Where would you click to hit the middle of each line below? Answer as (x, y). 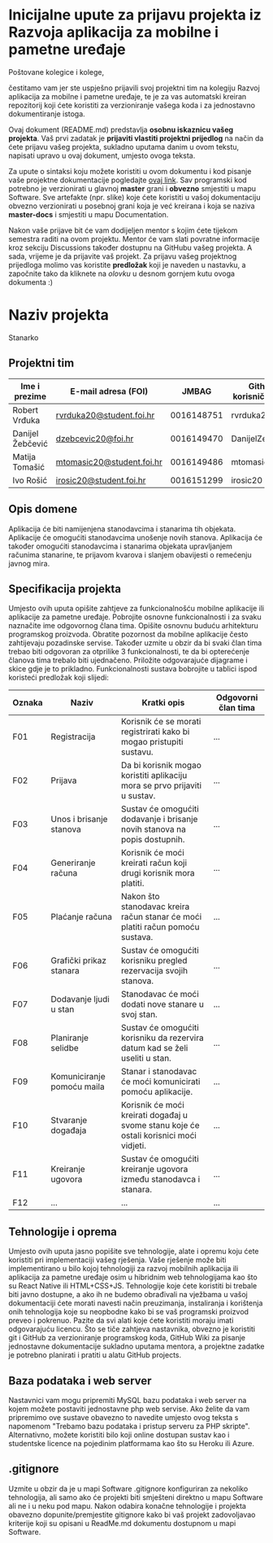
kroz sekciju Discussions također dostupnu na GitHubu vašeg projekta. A (130, 247)
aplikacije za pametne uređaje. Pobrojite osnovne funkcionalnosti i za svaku (135, 617)
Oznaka (28, 703)
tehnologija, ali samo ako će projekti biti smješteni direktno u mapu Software (136, 1497)
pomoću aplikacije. (157, 1092)
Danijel (26, 433)
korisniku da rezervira (162, 1038)
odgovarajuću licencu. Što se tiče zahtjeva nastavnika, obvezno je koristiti (132, 1329)
